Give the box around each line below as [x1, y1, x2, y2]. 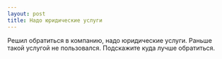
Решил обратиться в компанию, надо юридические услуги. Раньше [7, 36, 212, 44]
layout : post [7, 10, 46, 18]
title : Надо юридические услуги [7, 17, 103, 24]
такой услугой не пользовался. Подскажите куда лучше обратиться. [7, 44, 216, 52]
